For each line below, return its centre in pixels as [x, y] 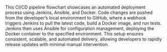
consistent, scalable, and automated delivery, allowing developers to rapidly [83, 39]
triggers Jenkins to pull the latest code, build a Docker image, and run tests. [83, 23]
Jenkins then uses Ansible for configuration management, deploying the [80, 28]
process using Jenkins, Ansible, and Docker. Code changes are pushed [79, 12]
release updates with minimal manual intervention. [57, 44]
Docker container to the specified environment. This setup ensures [74, 34]
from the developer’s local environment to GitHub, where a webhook [76, 18]
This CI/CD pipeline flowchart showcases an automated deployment [75, 7]
